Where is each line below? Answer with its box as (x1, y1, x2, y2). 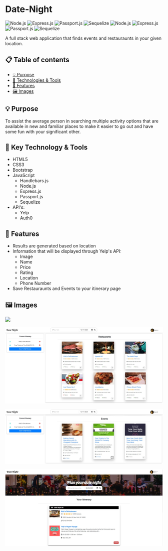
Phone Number (19, 280, 51, 287)
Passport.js (19, 194, 43, 200)
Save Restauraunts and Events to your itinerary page (12, 286, 121, 292)
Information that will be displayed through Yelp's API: (12, 248, 121, 254)
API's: (12, 204, 25, 210)
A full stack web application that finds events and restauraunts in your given (5, 35, 161, 41)
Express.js (19, 188, 41, 194)
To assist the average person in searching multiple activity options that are (5, 118, 159, 124)
